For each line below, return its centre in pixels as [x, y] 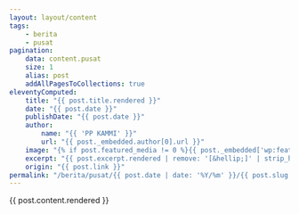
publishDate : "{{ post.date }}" [85, 117]
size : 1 [39, 68]
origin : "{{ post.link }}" [75, 167]
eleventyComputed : [43, 92]
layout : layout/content [53, 17]
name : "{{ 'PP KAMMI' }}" [89, 134]
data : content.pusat [63, 59]
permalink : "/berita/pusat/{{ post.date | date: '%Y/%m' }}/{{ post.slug [149, 175]
